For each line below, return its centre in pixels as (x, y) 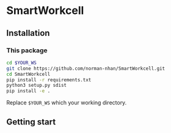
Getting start (31, 122)
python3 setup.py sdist (37, 86)
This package (27, 50)
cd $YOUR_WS (21, 63)
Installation (28, 33)
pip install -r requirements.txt (49, 80)
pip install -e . (28, 91)
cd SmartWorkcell (28, 74)
